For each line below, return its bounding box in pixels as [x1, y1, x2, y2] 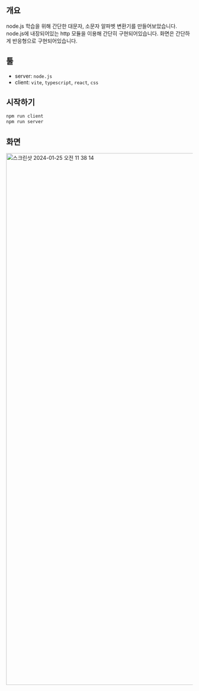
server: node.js [14, 72, 52, 79]
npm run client [6, 113, 44, 120]
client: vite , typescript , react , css [14, 79, 99, 86]
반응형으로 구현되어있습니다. [12, 37, 78, 44]
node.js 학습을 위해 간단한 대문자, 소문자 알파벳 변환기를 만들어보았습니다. [6, 23, 178, 30]
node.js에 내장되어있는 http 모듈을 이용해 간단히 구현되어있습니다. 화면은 [6, 30, 175, 37]
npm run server [6, 119, 44, 125]
